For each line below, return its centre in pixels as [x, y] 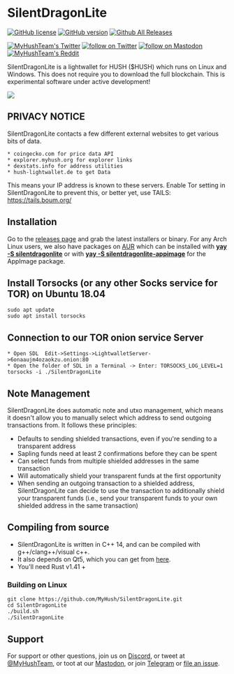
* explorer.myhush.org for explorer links [70, 160]
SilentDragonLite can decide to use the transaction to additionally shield [121, 490]
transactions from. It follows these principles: [72, 425]
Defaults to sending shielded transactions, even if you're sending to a [117, 439]
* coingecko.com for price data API [60, 154]
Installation [32, 222]
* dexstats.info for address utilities [65, 166]
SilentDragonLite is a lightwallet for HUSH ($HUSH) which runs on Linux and [117, 66]
